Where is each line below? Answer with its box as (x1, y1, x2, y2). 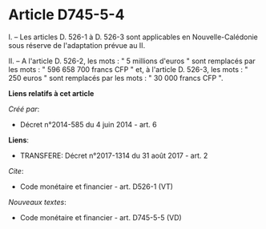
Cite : (8, 166, 24, 175)
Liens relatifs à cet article (8, 88, 95, 98)
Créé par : (8, 104, 40, 114)
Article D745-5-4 (8, 6, 125, 24)
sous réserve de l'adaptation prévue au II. (8, 40, 146, 50)
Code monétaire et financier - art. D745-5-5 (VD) (19, 212, 182, 222)
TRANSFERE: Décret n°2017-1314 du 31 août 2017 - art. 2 (19, 151, 208, 160)
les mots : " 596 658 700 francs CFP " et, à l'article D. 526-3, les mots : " (8, 64, 248, 74)
